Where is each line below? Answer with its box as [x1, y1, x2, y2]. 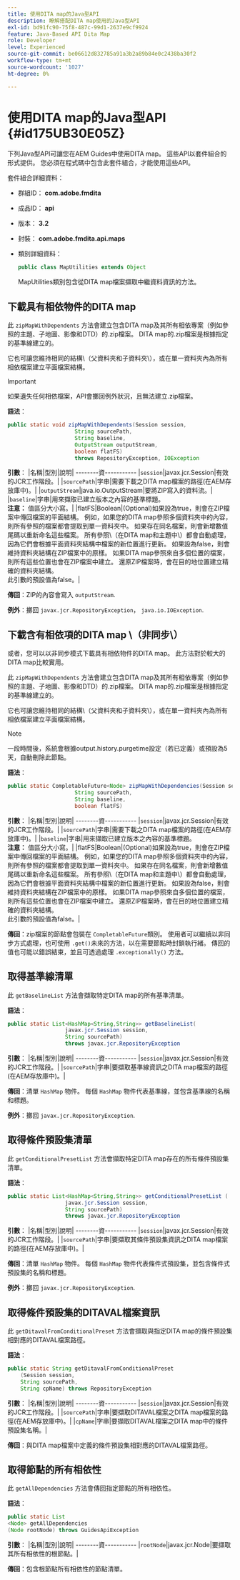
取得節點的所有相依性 [7, 1464, 101, 1476]
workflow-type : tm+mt [7, 57, 72, 64]
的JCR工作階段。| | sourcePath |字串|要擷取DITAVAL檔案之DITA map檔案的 [7, 1408, 223, 1416]
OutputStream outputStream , [74, 441, 159, 449]
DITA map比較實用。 [7, 658, 68, 666]
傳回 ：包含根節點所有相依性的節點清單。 [7, 1565, 126, 1574]
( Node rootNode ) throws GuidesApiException [7, 1526, 139, 1534]
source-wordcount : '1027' [7, 64, 84, 71]
